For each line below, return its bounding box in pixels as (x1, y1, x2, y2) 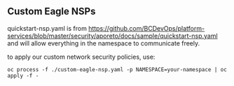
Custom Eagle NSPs (7, 6, 96, 17)
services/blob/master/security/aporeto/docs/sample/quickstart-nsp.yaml (7, 31, 219, 40)
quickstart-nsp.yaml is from (7, 24, 88, 32)
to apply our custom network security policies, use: (7, 52, 156, 61)
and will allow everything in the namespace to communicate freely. (7, 38, 200, 48)
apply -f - (7, 72, 39, 79)
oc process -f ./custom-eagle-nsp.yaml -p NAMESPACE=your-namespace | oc (7, 66, 228, 73)
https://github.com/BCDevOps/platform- (88, 24, 205, 32)
